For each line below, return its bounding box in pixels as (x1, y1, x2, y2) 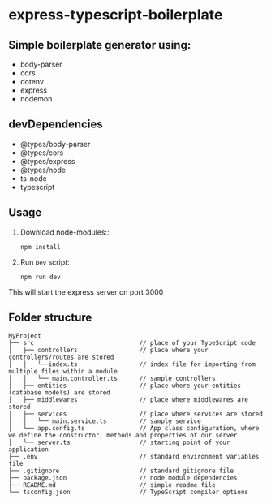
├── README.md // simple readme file (8, 481, 217, 489)
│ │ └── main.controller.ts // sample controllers (8, 375, 217, 383)
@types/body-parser (19, 139, 91, 149)
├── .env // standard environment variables (8, 453, 260, 461)
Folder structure (8, 311, 92, 325)
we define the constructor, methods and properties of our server (8, 432, 238, 440)
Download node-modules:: (19, 227, 110, 237)
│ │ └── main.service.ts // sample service (8, 417, 201, 425)
